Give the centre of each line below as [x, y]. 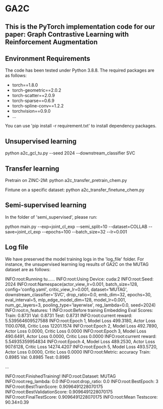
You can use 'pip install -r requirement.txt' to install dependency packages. [81, 126]
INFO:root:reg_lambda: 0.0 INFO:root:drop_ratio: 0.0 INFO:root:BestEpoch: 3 [82, 381]
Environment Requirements [48, 59]
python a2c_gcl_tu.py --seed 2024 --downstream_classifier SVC [70, 153]
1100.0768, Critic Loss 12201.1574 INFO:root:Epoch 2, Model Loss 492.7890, [81, 326]
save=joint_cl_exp [23, 231]
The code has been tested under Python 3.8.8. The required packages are [80, 70]
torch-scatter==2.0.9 [34, 96]
